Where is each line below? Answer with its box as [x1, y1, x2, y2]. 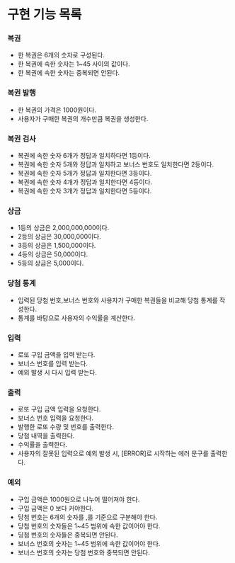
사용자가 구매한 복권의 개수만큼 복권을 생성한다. [17, 114, 149, 123]
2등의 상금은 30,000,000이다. [17, 232, 101, 241]
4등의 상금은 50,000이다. [17, 250, 88, 258]
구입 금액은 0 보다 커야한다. [17, 504, 94, 512]
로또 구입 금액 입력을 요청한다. [17, 405, 101, 414]
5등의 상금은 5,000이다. [17, 259, 84, 268]
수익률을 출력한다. [17, 440, 67, 449]
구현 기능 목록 [7, 6, 82, 23]
